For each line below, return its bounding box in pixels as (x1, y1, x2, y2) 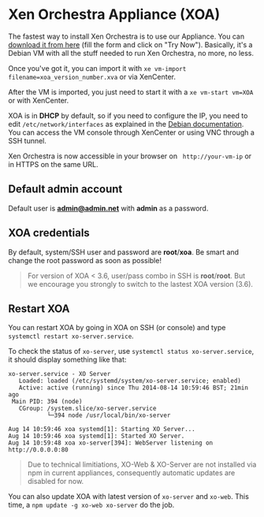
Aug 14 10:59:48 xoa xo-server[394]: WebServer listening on (8, 439, 214, 447)
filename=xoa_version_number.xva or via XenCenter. (8, 72, 176, 81)
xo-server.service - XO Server (8, 370, 111, 378)
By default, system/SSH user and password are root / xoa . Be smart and (8, 247, 239, 257)
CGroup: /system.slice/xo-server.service (18, 404, 157, 413)
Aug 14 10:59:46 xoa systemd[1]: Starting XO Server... (8, 426, 195, 433)
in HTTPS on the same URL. (8, 159, 99, 169)
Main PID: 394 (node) (11, 398, 83, 406)
